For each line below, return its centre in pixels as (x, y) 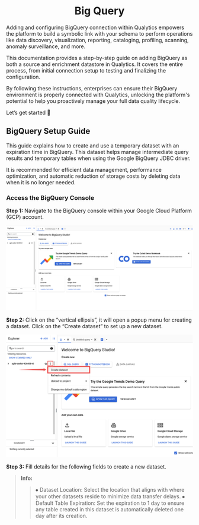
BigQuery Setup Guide (48, 131)
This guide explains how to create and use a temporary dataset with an (93, 145)
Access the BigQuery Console (50, 197)
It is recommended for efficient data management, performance (84, 169)
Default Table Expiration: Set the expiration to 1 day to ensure (110, 503)
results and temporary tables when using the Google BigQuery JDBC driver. (98, 158)
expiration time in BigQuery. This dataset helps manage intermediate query (97, 152)
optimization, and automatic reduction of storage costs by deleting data (93, 176)
